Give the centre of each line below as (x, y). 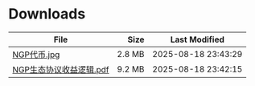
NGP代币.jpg (36, 55)
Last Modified (197, 39)
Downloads (47, 14)
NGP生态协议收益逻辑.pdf (61, 69)
